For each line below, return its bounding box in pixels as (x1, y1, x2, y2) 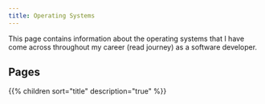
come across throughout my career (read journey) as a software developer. (8, 42, 258, 52)
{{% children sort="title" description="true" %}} (8, 86, 167, 96)
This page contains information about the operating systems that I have (8, 34, 245, 43)
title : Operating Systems (8, 11, 95, 20)
